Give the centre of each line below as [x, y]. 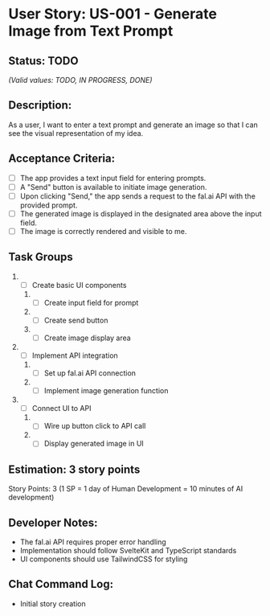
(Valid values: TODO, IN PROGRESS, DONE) [80, 80]
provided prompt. [49, 205]
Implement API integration [75, 355]
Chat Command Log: [61, 584]
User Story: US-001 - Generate [112, 14]
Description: [40, 105]
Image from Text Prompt [91, 31]
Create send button [76, 320]
